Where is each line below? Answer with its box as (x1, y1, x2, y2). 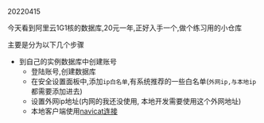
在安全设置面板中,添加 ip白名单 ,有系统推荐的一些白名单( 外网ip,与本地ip (30, 77, 257, 86)
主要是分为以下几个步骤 (7, 40, 84, 49)
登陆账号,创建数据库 (30, 67, 96, 76)
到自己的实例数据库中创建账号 (18, 57, 117, 66)
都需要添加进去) (30, 86, 83, 96)
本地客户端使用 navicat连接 (30, 106, 118, 116)
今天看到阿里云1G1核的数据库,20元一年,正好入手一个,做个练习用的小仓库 (7, 23, 243, 33)
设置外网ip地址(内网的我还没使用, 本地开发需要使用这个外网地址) (30, 97, 242, 106)
